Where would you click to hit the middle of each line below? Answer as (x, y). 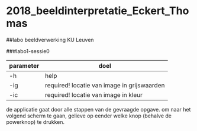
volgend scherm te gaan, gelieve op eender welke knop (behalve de (89, 116)
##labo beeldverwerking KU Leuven (50, 40)
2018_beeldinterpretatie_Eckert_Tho (98, 11)
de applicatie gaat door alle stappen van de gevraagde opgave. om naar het (98, 109)
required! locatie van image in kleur (94, 94)
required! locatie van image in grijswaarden (105, 85)
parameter (24, 65)
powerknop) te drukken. (35, 122)
